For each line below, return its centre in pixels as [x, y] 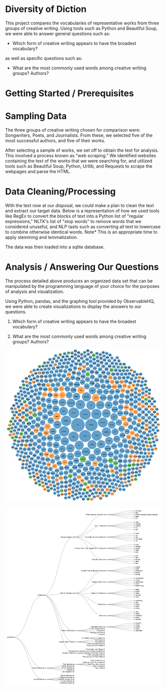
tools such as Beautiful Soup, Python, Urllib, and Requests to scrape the [79, 166]
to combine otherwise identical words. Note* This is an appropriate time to [81, 232]
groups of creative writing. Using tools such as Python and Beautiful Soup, [82, 28]
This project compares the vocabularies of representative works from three [82, 23]
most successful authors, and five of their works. [55, 141]
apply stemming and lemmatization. [41, 237]
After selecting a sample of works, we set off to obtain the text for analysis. [82, 150]
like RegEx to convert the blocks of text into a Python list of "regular [75, 216]
